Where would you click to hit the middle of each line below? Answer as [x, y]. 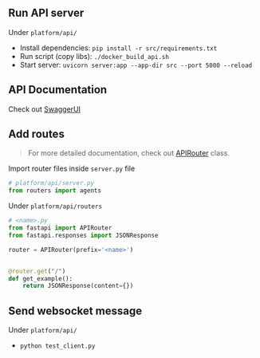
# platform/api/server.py [51, 183]
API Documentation [58, 90]
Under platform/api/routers [55, 206]
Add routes [37, 134]
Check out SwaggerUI [45, 109]
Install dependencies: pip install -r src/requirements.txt [118, 48]
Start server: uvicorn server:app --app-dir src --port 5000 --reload [136, 65]
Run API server [46, 13]
